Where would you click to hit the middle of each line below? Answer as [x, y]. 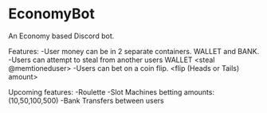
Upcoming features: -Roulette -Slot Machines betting [95, 92]
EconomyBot [52, 14]
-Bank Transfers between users [112, 100]
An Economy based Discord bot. [61, 36]
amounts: [199, 92]
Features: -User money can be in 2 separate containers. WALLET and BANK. [134, 51]
